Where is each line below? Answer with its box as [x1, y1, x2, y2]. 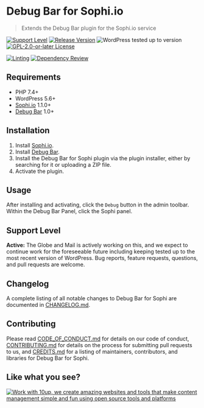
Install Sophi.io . [15, 141, 54, 149]
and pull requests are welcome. [6, 261, 85, 269]
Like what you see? [6, 372, 81, 382]
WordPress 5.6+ [15, 94, 56, 102]
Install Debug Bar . [15, 148, 60, 155]
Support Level [6, 225, 61, 236]
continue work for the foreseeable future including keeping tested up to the [6, 248, 195, 255]
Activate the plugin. [15, 167, 65, 175]
